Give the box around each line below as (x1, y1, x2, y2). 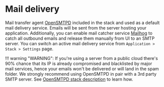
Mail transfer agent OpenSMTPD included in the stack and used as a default (5, 20, 160, 26)
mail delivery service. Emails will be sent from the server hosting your (5, 25, 147, 30)
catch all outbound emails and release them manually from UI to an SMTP (5, 35, 155, 41)
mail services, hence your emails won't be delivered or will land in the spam (5, 65, 159, 72)
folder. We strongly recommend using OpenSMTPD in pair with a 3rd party (5, 71, 157, 77)
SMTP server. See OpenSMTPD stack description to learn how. (5, 76, 133, 82)
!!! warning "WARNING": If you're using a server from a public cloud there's (5, 55, 158, 61)
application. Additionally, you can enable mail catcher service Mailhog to (5, 30, 153, 36)
